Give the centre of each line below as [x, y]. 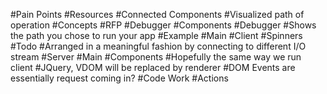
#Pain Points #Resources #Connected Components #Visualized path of [157, 14]
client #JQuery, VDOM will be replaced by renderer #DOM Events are [153, 67]
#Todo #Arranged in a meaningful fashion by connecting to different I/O [158, 46]
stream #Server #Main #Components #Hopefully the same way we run [156, 57]
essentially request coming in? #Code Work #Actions [119, 78]
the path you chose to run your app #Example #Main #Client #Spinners [156, 35]
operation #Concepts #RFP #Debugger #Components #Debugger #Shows [163, 25]
